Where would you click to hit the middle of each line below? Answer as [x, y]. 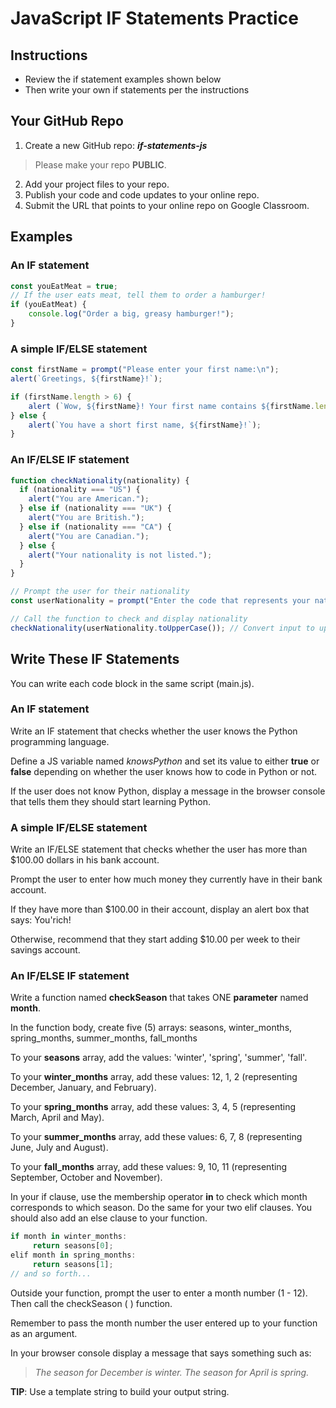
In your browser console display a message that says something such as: [161, 1353]
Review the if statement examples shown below [123, 79]
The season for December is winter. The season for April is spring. [172, 1372]
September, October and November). [86, 1178]
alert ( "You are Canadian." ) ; [89, 536]
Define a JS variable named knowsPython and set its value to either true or [165, 761]
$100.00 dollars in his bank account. [85, 860]
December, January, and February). [83, 1088]
